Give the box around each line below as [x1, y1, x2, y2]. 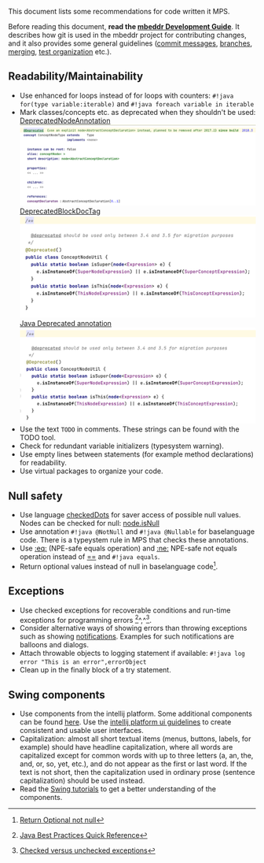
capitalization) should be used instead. [19, 776, 145, 785]
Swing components [8, 688, 106, 702]
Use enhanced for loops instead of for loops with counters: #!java [19, 91, 234, 100]
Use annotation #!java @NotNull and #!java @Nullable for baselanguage [19, 527, 255, 536]
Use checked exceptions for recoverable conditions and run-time [19, 606, 231, 615]
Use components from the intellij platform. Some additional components [19, 709, 253, 718]
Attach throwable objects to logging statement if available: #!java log [19, 649, 245, 658]
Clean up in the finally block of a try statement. [19, 665, 171, 675]
